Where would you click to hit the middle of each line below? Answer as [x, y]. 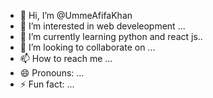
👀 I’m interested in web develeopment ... [102, 26]
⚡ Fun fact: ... [47, 84]
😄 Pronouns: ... [52, 73]
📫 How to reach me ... [66, 58]
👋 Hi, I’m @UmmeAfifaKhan [76, 15]
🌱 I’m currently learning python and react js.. [111, 36]
